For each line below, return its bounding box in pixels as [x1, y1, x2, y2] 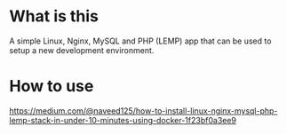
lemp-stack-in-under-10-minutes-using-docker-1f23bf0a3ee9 [9, 114, 237, 125]
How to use [9, 76, 94, 97]
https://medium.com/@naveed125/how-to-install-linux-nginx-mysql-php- [9, 105, 278, 116]
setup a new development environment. [9, 44, 155, 55]
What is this [9, 6, 100, 27]
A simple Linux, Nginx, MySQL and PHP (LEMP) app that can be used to [9, 35, 272, 46]
